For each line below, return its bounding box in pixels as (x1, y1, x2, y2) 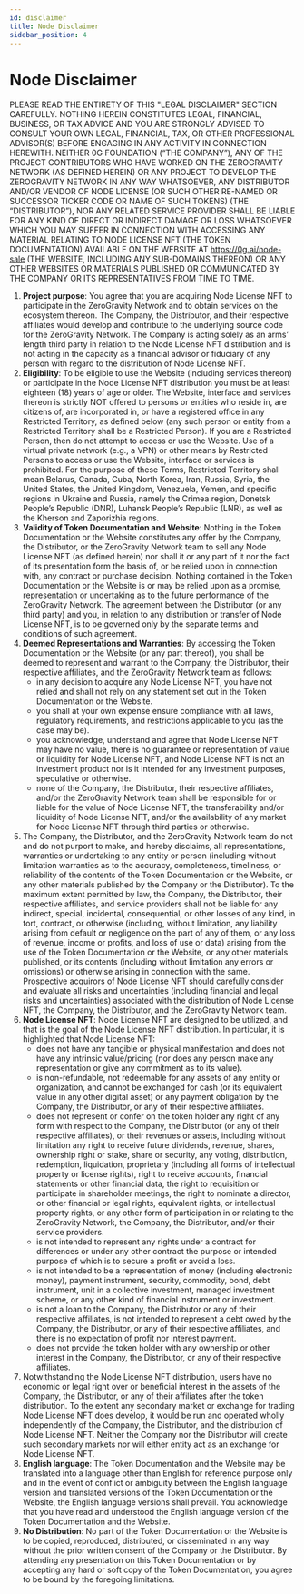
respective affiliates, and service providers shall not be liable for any (22, 898, 279, 909)
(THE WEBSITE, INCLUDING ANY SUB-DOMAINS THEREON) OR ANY (26, 253, 286, 264)
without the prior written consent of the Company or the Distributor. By (22, 1545, 288, 1556)
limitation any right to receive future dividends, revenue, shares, (35, 1140, 275, 1151)
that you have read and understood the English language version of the (22, 1507, 289, 1518)
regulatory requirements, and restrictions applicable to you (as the (35, 715, 284, 727)
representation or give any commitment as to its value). (35, 1063, 243, 1074)
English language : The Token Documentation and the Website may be (22, 1459, 286, 1470)
